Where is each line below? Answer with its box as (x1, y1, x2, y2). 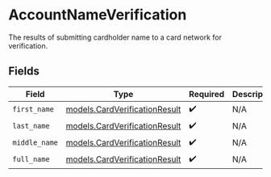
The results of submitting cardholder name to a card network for (8, 32, 222, 42)
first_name (12, 105, 54, 114)
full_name (12, 155, 50, 164)
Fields (8, 65, 40, 78)
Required (189, 88, 225, 99)
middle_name (12, 138, 59, 147)
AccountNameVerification (8, 6, 187, 24)
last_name (12, 121, 50, 131)
